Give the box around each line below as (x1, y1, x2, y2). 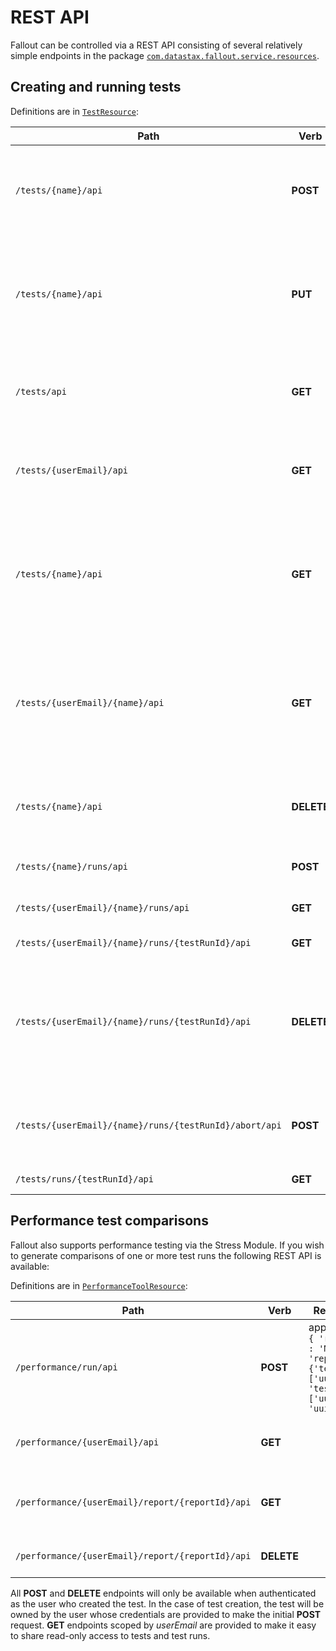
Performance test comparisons (10, 1212, 209, 1230)
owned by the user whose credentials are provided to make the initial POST (10, 1608, 322, 1620)
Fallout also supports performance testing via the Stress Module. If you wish (10, 1239, 325, 1251)
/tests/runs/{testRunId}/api (15, 1173, 154, 1185)
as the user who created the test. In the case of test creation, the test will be (10, 1597, 325, 1610)
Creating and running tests (10, 79, 182, 96)
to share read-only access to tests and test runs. (10, 1629, 211, 1641)
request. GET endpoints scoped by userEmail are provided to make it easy (10, 1619, 317, 1631)
